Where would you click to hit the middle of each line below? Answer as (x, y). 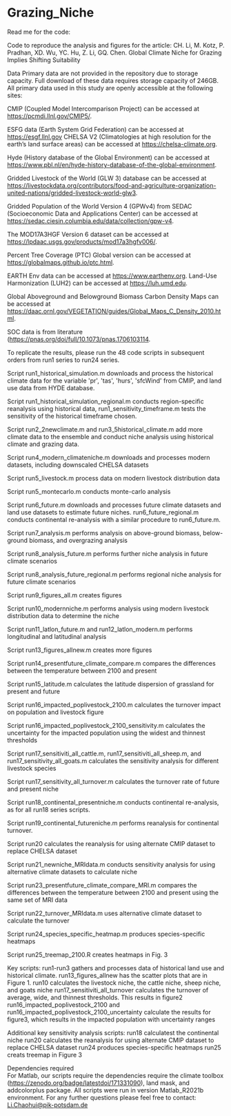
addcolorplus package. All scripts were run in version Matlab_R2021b (106, 1090)
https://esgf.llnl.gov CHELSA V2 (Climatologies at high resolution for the (109, 137)
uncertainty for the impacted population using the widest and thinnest (106, 733)
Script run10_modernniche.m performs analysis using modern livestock (108, 608)
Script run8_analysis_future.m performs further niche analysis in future (108, 553)
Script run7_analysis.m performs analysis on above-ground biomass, (104, 532)
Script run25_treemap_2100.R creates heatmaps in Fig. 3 (88, 954)
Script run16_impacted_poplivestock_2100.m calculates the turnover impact (114, 704)
